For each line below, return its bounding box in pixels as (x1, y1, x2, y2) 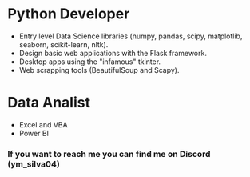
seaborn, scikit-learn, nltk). (18, 39, 109, 49)
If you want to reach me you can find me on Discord (7, 148, 211, 159)
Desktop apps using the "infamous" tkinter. (18, 57, 161, 66)
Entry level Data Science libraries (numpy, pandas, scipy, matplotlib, (18, 31, 243, 41)
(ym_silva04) (7, 158, 61, 169)
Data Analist (7, 94, 91, 112)
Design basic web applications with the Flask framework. (18, 48, 207, 58)
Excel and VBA (18, 119, 69, 129)
